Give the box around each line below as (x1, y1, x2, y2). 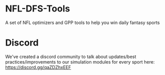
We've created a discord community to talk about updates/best (5, 53, 136, 59)
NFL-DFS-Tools (5, 3, 70, 14)
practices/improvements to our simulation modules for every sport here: (5, 58, 155, 65)
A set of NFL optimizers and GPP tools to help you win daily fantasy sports (5, 19, 160, 25)
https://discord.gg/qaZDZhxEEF (5, 64, 72, 70)
